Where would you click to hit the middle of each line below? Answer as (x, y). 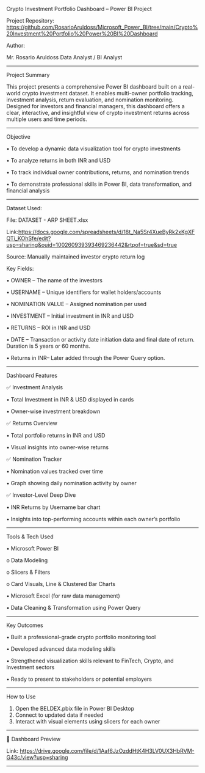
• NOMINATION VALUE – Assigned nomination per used (77, 304)
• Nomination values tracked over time (55, 471)
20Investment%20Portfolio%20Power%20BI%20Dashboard (82, 34)
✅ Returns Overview (32, 423)
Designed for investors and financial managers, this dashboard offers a (95, 106)
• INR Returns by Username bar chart (53, 507)
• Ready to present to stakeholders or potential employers (79, 679)
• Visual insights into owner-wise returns (57, 447)
